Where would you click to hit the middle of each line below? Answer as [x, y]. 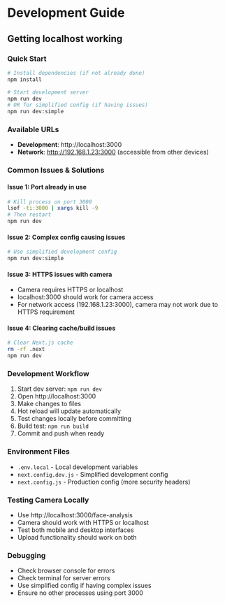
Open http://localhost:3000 [57, 396]
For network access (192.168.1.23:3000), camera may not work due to [118, 305]
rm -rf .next [26, 350]
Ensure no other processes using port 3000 [80, 593]
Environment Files [38, 452]
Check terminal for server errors [64, 578]
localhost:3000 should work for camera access [85, 297]
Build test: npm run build [53, 426]
